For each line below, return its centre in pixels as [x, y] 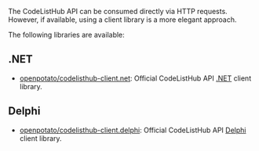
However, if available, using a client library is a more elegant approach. [122, 20]
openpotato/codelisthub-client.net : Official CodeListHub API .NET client [135, 78]
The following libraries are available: [67, 35]
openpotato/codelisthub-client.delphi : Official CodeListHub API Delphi [133, 130]
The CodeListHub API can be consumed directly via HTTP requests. [118, 11]
